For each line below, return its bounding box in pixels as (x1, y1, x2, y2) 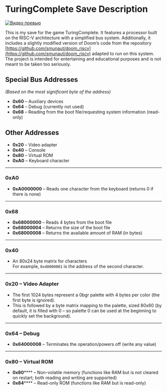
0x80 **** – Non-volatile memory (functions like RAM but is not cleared (12, 370, 159, 376)
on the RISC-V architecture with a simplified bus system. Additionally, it (5, 35, 151, 41)
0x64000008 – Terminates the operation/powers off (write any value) (12, 341, 157, 347)
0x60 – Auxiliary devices (12, 98, 64, 104)
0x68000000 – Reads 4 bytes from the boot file (12, 219, 112, 225)
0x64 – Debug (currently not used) (12, 103, 84, 110)
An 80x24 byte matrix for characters (12, 258, 87, 264)
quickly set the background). (12, 313, 72, 319)
